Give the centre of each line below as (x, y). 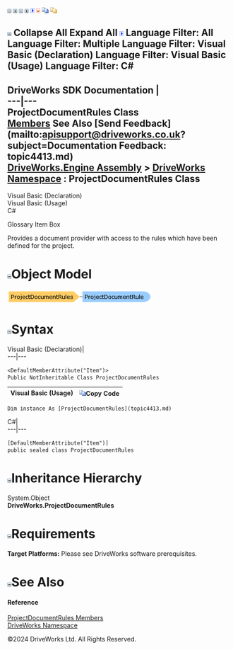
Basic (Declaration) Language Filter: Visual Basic (117, 55)
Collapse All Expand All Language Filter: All (113, 33)
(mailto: (25, 134)
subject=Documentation (62, 146)
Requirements (54, 534)
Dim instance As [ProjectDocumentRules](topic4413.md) (90, 409)
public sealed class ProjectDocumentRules (71, 450)
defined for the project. (41, 246)
